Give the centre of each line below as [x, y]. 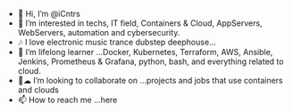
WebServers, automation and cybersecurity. [99, 32]
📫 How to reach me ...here [67, 100]
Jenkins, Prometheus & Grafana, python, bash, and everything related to [151, 61]
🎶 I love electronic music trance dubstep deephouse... [117, 42]
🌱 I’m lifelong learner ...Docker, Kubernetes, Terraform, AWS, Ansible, [145, 52]
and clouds [38, 90]
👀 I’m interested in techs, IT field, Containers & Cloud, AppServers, [140, 23]
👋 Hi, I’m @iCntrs [49, 14]
